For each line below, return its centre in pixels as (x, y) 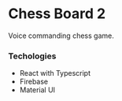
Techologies (32, 56)
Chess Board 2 (57, 14)
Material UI (37, 90)
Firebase (34, 82)
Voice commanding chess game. (61, 36)
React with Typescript (55, 73)
